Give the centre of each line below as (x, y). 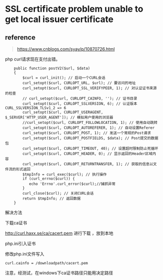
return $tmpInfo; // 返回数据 (52, 199)
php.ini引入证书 (20, 243)
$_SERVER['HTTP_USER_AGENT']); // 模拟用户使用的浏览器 (59, 118)
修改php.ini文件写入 (25, 254)
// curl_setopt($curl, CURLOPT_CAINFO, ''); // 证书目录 (80, 99)
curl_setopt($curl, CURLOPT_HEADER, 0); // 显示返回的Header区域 (88, 154)
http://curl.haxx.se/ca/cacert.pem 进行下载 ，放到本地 (59, 233)
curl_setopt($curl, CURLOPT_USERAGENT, (63, 112)
